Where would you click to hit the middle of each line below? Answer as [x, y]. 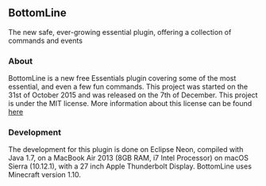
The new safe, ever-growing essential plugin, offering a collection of [120, 32]
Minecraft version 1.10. [44, 175]
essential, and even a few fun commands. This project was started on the [128, 87]
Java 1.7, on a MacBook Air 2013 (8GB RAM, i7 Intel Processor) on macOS [128, 158]
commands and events [46, 40]
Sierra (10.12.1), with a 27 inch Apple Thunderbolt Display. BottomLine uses [130, 166]
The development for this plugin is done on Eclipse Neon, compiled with [126, 150]
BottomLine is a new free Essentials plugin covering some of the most [122, 78]
